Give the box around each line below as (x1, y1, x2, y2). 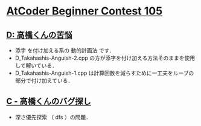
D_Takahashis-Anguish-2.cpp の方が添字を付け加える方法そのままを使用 (14, 54, 195, 61)
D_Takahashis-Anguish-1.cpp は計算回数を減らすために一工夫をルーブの (14, 69, 194, 77)
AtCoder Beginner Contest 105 (6, 4, 163, 18)
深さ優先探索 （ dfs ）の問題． (14, 113, 92, 121)
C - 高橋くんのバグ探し (6, 96, 92, 107)
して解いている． (14, 62, 57, 69)
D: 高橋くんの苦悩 (6, 30, 72, 40)
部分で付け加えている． (14, 77, 74, 84)
